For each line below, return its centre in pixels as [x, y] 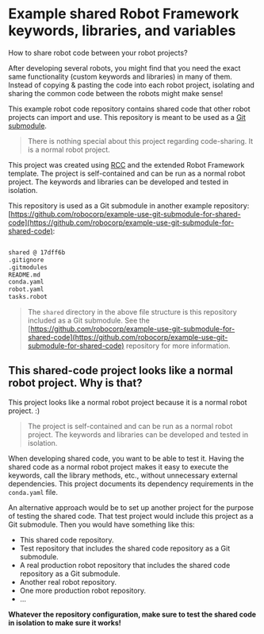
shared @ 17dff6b [37, 252]
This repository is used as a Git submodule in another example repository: [129, 205]
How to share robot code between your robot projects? [98, 52]
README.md [25, 275]
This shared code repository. [67, 539]
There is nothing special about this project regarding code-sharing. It [140, 141]
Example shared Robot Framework [124, 14]
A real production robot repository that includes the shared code [125, 565]
